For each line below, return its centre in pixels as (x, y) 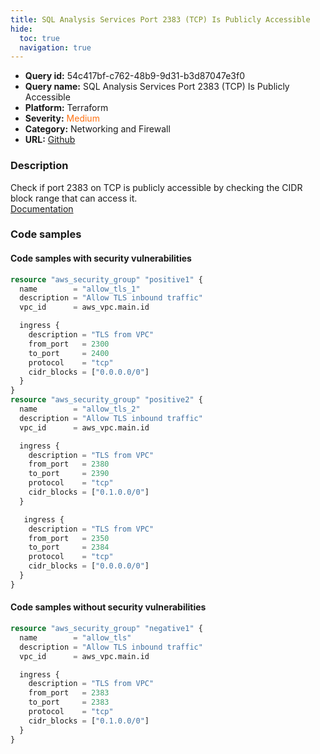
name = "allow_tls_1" (80, 289)
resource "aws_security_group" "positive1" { (106, 279)
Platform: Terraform (66, 108)
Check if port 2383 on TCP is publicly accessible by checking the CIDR (156, 187)
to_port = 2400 (69, 353)
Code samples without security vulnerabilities (108, 607)
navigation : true (55, 47)
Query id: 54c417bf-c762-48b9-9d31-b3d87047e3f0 (135, 76)
